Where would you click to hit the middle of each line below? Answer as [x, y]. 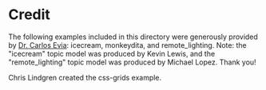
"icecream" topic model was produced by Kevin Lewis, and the [112, 53]
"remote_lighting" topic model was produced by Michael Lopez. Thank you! [133, 62]
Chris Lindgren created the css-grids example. [85, 77]
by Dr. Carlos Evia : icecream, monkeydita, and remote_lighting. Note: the [127, 45]
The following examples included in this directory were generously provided [133, 37]
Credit [29, 15]
